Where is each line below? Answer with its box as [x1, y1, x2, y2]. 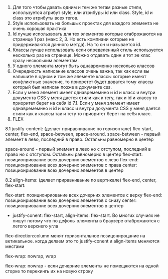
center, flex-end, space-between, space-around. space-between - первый [5, 131, 161, 137]
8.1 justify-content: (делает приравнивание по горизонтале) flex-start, [5, 126, 153, 132]
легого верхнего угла [12, 223, 59, 229]
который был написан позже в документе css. [12, 84, 112, 90]
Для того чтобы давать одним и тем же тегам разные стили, [12, 5, 143, 10]
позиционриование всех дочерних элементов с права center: [5, 162, 137, 168]
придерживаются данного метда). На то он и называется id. [12, 42, 142, 47]
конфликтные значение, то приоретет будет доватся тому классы [12, 79, 154, 85]
